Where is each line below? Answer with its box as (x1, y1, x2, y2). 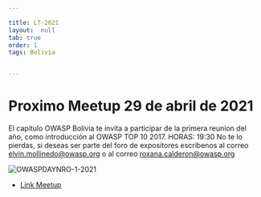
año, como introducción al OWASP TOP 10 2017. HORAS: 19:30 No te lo (8, 132, 243, 142)
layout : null (8, 26, 56, 34)
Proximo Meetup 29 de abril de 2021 (8, 97, 254, 115)
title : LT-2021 (8, 18, 59, 26)
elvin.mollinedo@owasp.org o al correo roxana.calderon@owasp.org (8, 149, 235, 159)
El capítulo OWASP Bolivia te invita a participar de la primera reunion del (8, 123, 247, 133)
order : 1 (8, 41, 38, 49)
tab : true (8, 34, 42, 42)
